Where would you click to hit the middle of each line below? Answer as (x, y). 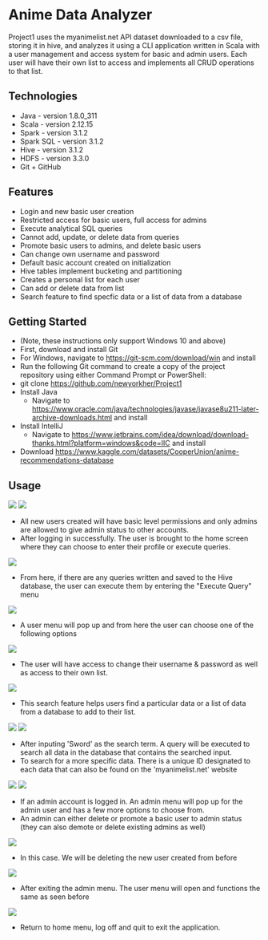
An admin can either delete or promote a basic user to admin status (131, 819)
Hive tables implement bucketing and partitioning (101, 271)
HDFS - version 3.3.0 (54, 158)
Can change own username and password (90, 253)
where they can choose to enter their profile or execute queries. (125, 547)
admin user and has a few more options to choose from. (112, 810)
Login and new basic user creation (77, 211)
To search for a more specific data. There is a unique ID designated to (135, 761)
